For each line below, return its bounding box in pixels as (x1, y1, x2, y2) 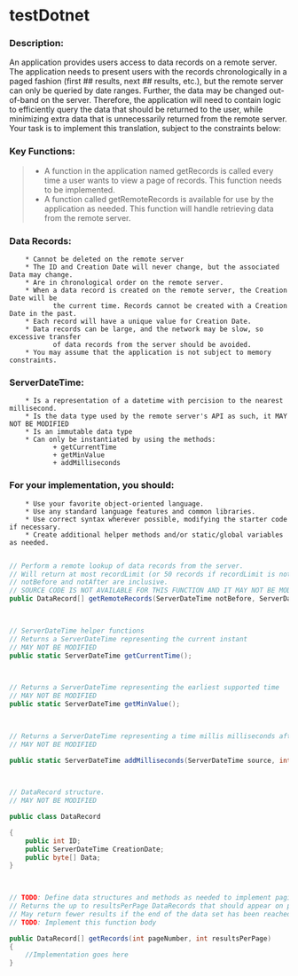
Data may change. (9, 271, 74, 279)
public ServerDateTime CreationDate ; (25, 845, 165, 854)
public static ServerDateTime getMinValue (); (9, 700, 180, 709)
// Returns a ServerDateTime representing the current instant (9, 634, 248, 643)
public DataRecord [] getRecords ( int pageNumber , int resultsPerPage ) (9, 933, 272, 943)
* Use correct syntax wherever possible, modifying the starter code (25, 515, 288, 523)
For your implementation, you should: (9, 479, 175, 492)
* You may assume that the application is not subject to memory (25, 348, 272, 358)
